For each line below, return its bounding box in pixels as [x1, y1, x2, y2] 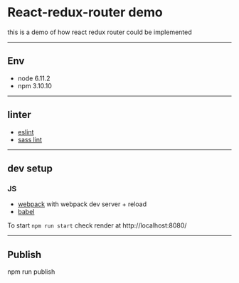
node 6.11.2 [17, 74, 51, 82]
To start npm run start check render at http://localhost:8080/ [7, 221, 187, 230]
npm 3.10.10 [17, 81, 52, 90]
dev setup [7, 162, 53, 174]
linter [7, 109, 32, 121]
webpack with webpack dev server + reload [17, 200, 147, 208]
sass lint [17, 135, 43, 144]
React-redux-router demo [7, 4, 163, 21]
